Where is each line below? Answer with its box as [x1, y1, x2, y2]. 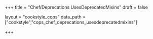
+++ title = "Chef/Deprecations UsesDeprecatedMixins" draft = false [5, 4, 148, 10]
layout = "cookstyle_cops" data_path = [5, 14, 86, 19]
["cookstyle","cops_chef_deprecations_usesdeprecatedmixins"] [5, 19, 138, 25]
